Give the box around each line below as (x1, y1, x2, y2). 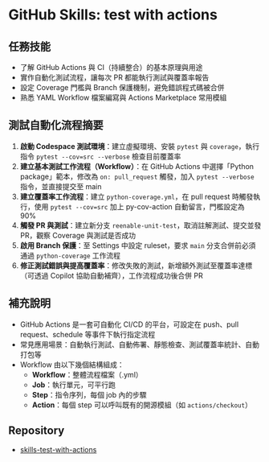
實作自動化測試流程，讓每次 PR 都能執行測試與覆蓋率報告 (19, 72, 210, 82)
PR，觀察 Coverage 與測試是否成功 (19, 230, 137, 240)
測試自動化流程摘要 (8, 118, 104, 132)
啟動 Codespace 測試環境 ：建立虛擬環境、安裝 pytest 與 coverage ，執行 (19, 141, 260, 151)
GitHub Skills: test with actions (8, 6, 218, 24)
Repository (8, 424, 65, 438)
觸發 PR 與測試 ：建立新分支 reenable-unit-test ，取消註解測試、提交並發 (19, 220, 262, 230)
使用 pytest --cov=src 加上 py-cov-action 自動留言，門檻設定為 (34, 201, 245, 211)
